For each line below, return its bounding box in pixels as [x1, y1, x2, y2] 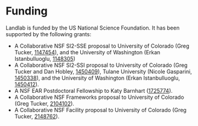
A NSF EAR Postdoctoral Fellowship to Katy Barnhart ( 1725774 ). [14, 87, 173, 94]
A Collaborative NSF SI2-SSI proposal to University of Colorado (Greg [14, 61, 188, 69]
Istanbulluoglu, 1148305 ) [14, 55, 76, 62]
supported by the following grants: [5, 30, 92, 37]
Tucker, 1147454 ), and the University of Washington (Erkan [14, 48, 161, 55]
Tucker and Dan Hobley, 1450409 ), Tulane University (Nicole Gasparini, [14, 68, 193, 75]
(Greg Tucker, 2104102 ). [14, 99, 75, 107]
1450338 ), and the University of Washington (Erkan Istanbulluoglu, [14, 74, 180, 81]
